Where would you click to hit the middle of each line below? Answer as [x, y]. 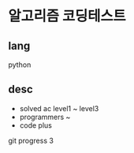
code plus [36, 125]
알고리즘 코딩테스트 [67, 16]
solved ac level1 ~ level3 [59, 108]
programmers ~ [45, 117]
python [20, 65]
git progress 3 [31, 140]
